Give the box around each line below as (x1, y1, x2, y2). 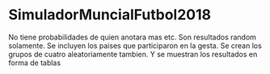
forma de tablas (8, 58, 61, 68)
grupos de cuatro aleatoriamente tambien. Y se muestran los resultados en (8, 49, 258, 59)
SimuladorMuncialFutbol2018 (8, 6, 212, 24)
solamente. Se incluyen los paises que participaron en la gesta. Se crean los (8, 40, 263, 50)
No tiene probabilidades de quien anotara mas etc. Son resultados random (8, 32, 257, 42)
